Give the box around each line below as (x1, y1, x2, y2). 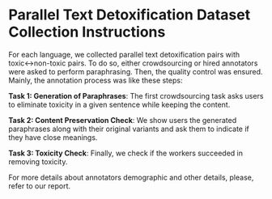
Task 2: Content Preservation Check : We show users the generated (8, 115, 237, 125)
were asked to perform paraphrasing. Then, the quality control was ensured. (8, 66, 263, 76)
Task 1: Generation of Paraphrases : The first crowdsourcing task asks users (8, 91, 264, 100)
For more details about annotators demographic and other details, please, (8, 172, 254, 182)
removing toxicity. (8, 156, 68, 167)
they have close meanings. (8, 132, 98, 142)
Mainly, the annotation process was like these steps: (8, 75, 183, 85)
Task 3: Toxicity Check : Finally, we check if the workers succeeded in (8, 148, 243, 158)
